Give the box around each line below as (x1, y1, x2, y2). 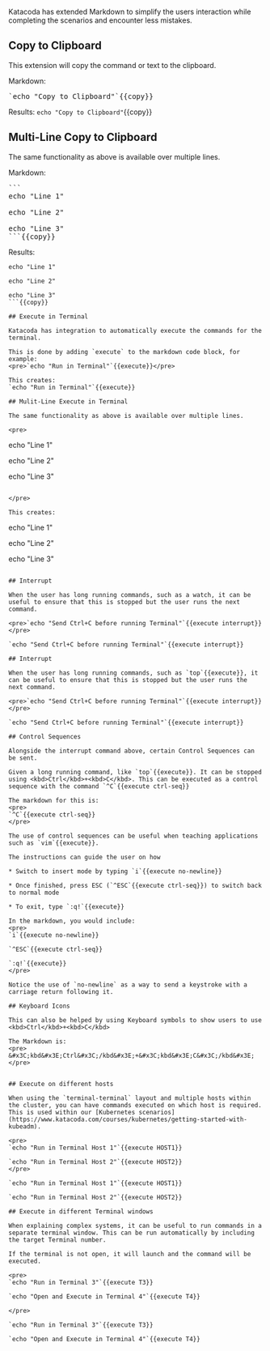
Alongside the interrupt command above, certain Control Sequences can (8, 747, 255, 755)
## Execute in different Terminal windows (8, 1207, 154, 1216)
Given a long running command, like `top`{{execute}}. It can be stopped (8, 768, 263, 776)
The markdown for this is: (8, 796, 99, 804)
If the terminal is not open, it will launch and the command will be (8, 1250, 251, 1258)
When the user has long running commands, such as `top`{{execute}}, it (8, 668, 259, 677)
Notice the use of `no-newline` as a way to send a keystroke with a (8, 980, 248, 989)
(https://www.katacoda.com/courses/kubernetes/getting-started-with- (8, 1115, 248, 1123)
